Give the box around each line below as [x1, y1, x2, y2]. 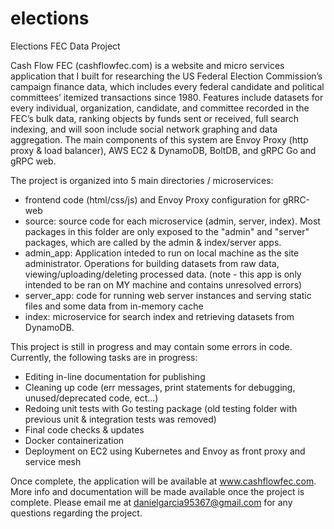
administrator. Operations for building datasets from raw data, [24, 257, 280, 269]
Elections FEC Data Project [10, 40, 121, 52]
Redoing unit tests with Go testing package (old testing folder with [24, 402, 298, 414]
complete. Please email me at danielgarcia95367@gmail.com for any [10, 496, 293, 508]
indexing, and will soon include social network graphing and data [10, 123, 278, 135]
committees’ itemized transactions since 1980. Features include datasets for [10, 91, 324, 103]
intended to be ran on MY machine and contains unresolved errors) [24, 278, 303, 291]
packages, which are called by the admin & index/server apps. [24, 236, 282, 248]
